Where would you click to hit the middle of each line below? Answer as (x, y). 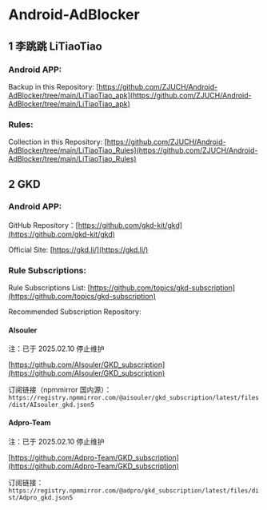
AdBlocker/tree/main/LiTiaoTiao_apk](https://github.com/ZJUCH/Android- (130, 95)
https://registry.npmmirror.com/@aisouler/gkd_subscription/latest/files (134, 398)
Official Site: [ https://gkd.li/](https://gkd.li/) (78, 249)
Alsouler (23, 330)
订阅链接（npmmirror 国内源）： (60, 390)
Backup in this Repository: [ (54, 86)
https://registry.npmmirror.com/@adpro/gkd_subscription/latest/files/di (134, 490)
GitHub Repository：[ (43, 225)
